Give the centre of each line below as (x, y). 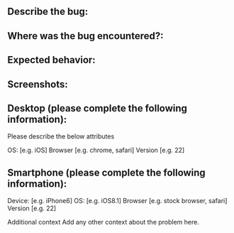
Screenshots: (38, 84)
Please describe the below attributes (61, 136)
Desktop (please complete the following (97, 108)
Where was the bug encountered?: (85, 36)
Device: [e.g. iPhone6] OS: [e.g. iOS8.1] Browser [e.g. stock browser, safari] (117, 201)
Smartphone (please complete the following (106, 172)
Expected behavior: (51, 60)
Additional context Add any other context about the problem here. (104, 222)
